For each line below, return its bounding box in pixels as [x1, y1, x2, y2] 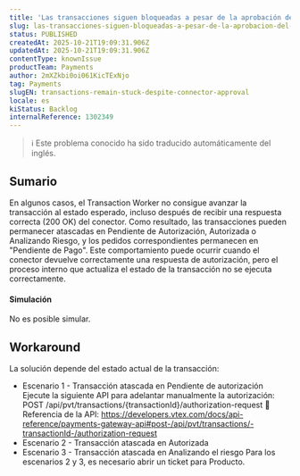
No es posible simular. [9, 313, 91, 324]
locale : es [9, 96, 50, 105]
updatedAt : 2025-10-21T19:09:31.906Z [9, 46, 150, 55]
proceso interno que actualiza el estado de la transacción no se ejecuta [9, 263, 272, 274]
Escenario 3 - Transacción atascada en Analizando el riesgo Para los [21, 447, 276, 457]
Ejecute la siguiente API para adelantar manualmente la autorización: [21, 389, 275, 400]
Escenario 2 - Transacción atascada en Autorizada [21, 437, 209, 447]
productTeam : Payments [9, 63, 94, 72]
